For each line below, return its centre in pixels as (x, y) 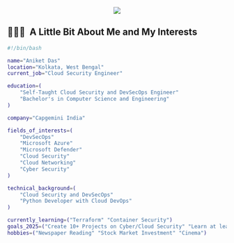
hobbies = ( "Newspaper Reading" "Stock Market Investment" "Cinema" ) (107, 233)
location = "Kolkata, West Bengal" (56, 67)
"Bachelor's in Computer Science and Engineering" (95, 99)
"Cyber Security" (45, 169)
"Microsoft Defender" (51, 150)
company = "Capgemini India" (46, 118)
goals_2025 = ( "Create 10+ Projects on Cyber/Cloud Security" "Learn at (112, 227)
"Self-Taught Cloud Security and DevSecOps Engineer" (99, 93)
